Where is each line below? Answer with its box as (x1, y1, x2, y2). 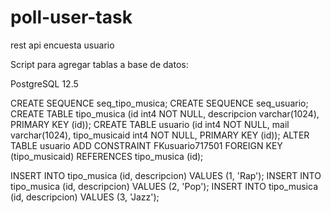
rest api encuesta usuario (10, 39, 115, 51)
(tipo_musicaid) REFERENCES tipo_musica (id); (10, 150, 204, 162)
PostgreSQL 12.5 (10, 77, 79, 90)
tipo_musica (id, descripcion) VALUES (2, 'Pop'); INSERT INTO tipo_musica (10, 180, 318, 192)
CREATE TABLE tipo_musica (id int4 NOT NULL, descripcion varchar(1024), (10, 107, 320, 120)
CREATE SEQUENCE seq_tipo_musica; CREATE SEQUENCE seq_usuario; (10, 97, 309, 109)
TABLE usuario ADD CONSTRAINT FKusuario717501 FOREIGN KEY (10, 139, 283, 151)
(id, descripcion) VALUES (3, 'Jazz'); (10, 191, 160, 203)
